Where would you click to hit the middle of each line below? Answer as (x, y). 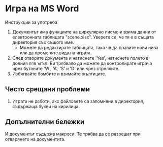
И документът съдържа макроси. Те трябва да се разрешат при (73, 134)
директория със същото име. (43, 42)
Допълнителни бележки (45, 122)
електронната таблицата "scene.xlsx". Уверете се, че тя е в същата (83, 37)
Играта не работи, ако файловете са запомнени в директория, (78, 101)
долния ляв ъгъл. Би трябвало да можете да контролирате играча (82, 63)
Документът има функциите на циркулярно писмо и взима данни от (84, 32)
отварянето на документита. (35, 139)
